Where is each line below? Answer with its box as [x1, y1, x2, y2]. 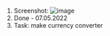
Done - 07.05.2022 [13, 14, 68, 22]
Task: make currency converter [13, 21, 103, 29]
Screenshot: [13, 7, 49, 15]
